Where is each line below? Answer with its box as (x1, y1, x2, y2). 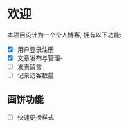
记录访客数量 (17, 71, 54, 80)
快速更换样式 (17, 113, 54, 121)
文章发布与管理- (17, 54, 64, 62)
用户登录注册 (17, 45, 54, 53)
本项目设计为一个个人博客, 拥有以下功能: (7, 30, 122, 39)
